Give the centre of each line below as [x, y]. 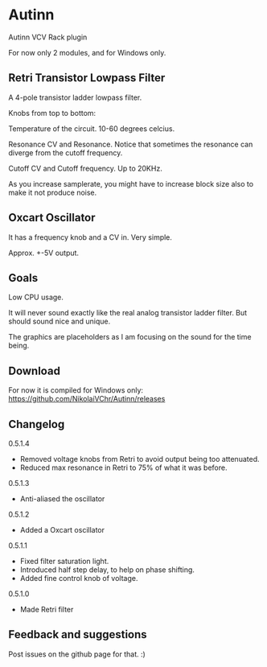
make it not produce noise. [53, 192]
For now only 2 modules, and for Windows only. [87, 52]
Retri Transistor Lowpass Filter [87, 78]
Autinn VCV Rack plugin [48, 37]
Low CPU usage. [36, 297]
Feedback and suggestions [78, 634]
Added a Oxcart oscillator [62, 530]
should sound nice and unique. [60, 321]
